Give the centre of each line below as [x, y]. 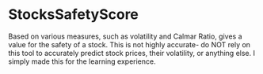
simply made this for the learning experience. [82, 61]
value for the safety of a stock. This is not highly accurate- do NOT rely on [130, 44]
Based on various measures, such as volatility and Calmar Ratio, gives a [126, 36]
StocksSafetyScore [73, 15]
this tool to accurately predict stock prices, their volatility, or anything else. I [132, 53]
